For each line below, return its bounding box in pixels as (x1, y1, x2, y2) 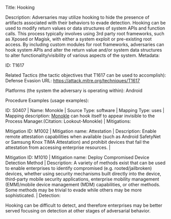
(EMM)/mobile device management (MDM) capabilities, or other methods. (5, 182, 161, 187)
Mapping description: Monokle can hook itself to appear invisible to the (5, 113, 155, 119)
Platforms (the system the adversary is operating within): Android (5, 87, 143, 94)
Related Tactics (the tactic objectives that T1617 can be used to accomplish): (5, 72, 166, 78)
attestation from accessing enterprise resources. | (5, 144, 111, 150)
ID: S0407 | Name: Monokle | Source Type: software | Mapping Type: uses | (5, 107, 165, 113)
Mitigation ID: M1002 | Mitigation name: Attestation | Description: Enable (5, 128, 157, 134)
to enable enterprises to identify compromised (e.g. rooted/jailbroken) (5, 165, 152, 171)
